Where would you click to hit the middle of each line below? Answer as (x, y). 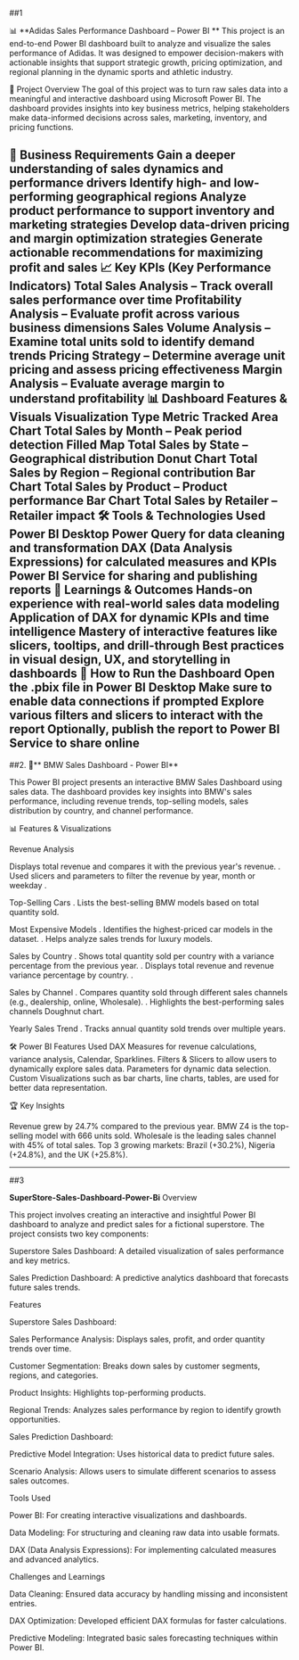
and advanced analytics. (54, 1559)
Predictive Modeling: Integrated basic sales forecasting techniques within (144, 1638)
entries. (23, 1603)
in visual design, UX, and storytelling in (120, 660)
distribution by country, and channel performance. (101, 810)
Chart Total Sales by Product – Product (118, 487)
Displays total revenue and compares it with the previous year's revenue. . (145, 866)
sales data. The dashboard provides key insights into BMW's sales (131, 791)
